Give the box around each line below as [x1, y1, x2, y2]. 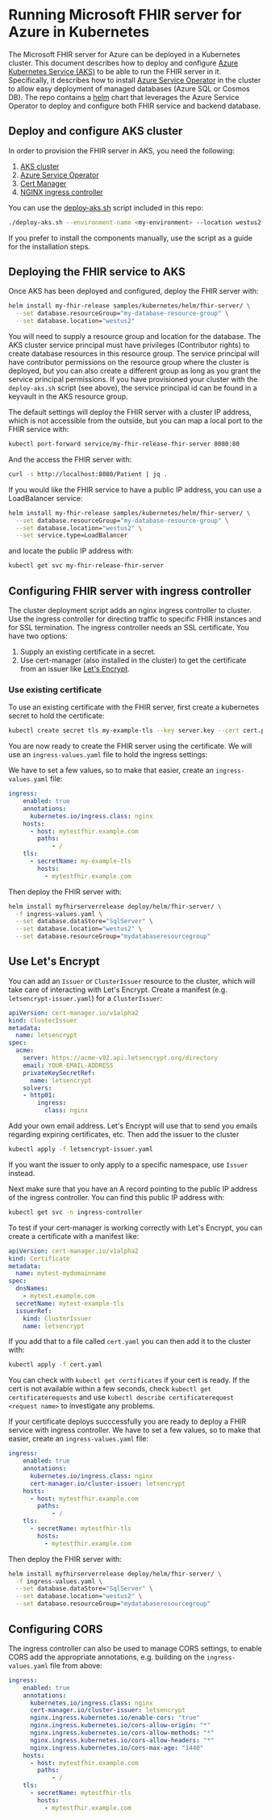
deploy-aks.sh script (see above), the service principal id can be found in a [8, 383, 258, 393]
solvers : [23, 1084, 52, 1092]
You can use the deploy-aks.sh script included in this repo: [8, 203, 204, 212]
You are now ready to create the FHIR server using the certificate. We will [8, 741, 252, 751]
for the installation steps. [8, 241, 91, 251]
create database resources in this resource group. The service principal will [8, 349, 260, 358]
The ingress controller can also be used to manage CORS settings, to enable [8, 1643, 262, 1653]
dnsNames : [15, 1285, 48, 1293]
